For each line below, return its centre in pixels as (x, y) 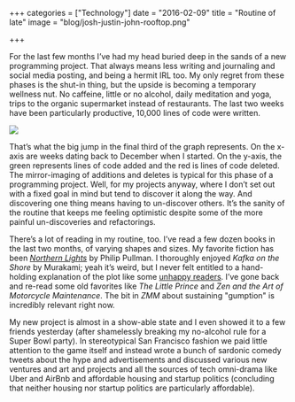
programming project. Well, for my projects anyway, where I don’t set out (142, 184)
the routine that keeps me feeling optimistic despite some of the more (136, 213)
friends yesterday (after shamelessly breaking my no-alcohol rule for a (138, 332)
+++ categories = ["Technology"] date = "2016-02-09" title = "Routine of (143, 13)
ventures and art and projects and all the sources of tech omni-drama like (143, 369)
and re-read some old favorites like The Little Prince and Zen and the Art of (146, 286)
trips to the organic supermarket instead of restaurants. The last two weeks (147, 104)
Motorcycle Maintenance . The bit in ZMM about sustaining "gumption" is (142, 295)
